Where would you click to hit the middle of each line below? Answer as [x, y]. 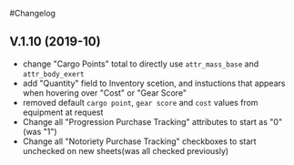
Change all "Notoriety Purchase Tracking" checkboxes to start [139, 141]
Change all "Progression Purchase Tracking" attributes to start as [145, 121]
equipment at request [63, 112]
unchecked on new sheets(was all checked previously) [126, 150]
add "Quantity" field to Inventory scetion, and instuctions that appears [154, 83]
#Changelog [33, 13]
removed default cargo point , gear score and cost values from [140, 102]
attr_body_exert [53, 74]
